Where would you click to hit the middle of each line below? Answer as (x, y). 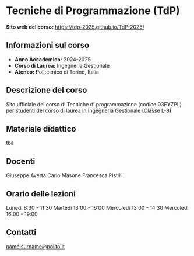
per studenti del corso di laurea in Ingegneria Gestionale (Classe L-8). (89, 110)
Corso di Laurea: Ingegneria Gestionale (62, 65)
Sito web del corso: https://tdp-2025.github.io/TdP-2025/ (75, 27)
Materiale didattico (41, 129)
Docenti (21, 161)
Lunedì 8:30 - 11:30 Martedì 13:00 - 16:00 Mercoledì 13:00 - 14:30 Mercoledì (97, 208)
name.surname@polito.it (36, 246)
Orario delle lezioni (41, 194)
